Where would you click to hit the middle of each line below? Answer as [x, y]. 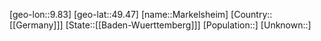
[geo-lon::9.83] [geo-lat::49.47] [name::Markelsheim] [119, 14]
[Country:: [251, 14]
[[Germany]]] [36, 25]
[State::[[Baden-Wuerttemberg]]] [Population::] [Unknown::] [188, 25]
